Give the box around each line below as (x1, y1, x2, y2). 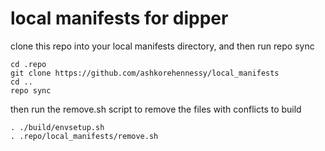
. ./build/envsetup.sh (10, 122, 105, 132)
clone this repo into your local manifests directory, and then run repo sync (10, 40, 315, 52)
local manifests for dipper (10, 7, 229, 30)
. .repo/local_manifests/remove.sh (10, 131, 159, 141)
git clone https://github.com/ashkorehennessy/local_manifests (10, 68, 280, 78)
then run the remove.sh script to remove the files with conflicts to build (10, 103, 302, 115)
